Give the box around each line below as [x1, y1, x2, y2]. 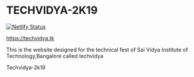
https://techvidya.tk [6, 34, 55, 41]
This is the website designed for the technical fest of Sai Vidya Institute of [6, 46, 189, 53]
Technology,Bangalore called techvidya [6, 52, 104, 59]
